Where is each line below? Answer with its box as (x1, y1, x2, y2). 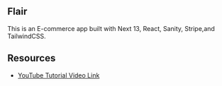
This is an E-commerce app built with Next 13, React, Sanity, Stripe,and (7, 24, 215, 32)
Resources (7, 52, 56, 64)
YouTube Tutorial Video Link (17, 70, 100, 80)
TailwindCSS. (7, 32, 46, 40)
